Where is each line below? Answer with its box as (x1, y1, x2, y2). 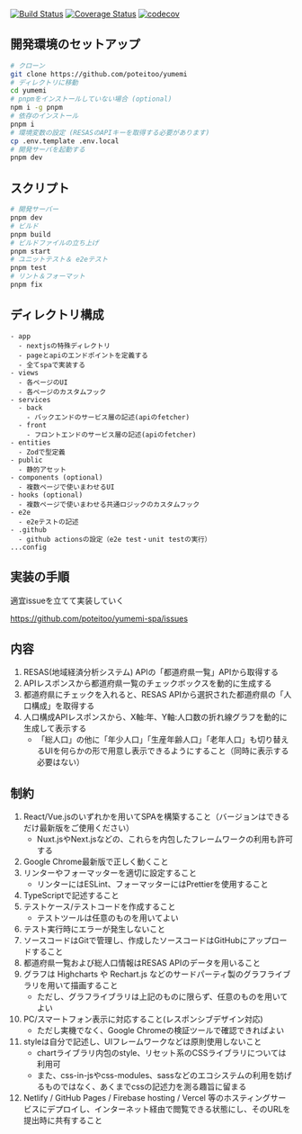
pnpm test (10, 264, 48, 273)
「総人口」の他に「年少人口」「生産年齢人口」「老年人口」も (36, 734, 258, 745)
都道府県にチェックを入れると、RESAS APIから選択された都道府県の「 (22, 689, 284, 700)
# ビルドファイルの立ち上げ (10, 238, 100, 247)
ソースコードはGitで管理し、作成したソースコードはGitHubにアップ (22, 935, 272, 946)
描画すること (70, 980, 119, 991)
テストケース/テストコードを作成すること (22, 901, 176, 913)
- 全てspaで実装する (18, 360, 86, 369)
